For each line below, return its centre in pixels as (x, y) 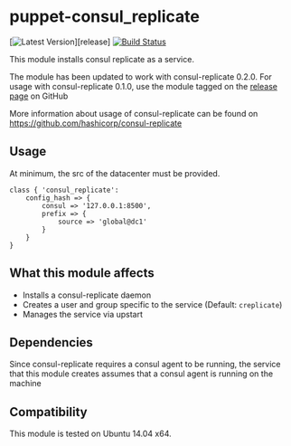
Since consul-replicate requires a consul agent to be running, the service (145, 365)
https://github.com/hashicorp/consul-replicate (96, 123)
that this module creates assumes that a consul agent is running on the (141, 374)
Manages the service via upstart (82, 314)
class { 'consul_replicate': (64, 190)
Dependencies (51, 342)
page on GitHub (39, 96)
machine (26, 384)
